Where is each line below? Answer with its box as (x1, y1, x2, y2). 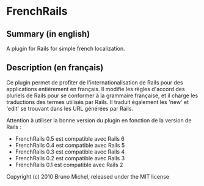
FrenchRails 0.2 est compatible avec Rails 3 (15, 154, 125, 162)
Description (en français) (6, 62, 104, 73)
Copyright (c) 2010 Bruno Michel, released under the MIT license (6, 173, 170, 180)
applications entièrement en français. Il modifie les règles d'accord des (6, 85, 185, 92)
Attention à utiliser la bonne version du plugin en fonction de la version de (6, 116, 192, 124)
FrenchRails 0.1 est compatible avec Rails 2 (15, 161, 123, 168)
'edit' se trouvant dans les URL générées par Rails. (6, 105, 133, 112)
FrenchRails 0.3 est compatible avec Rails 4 (15, 148, 125, 155)
